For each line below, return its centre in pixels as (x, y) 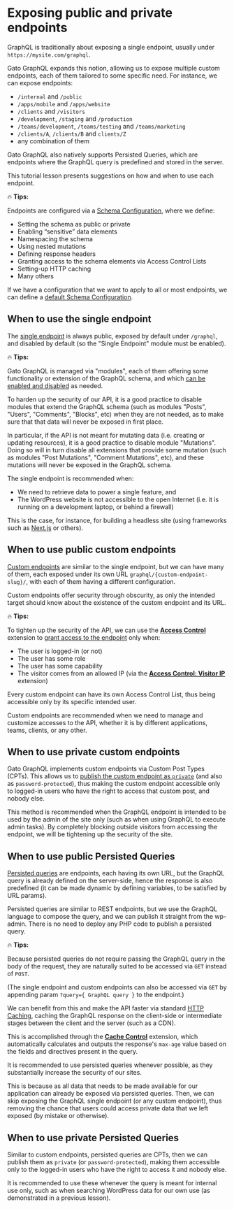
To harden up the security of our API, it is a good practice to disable (105, 399)
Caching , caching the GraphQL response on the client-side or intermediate (115, 1016)
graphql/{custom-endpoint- (169, 575)
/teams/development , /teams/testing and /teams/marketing (102, 126)
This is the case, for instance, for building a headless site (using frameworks (117, 520)
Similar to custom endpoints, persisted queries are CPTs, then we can (108, 1154)
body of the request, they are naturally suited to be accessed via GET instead (117, 966)
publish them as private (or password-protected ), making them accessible (114, 1162)
